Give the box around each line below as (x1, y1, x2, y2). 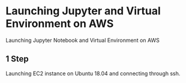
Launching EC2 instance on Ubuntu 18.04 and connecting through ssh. (5, 70, 181, 77)
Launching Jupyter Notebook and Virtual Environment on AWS (5, 36, 160, 44)
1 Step (5, 54, 29, 64)
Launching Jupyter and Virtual (5, 4, 161, 18)
